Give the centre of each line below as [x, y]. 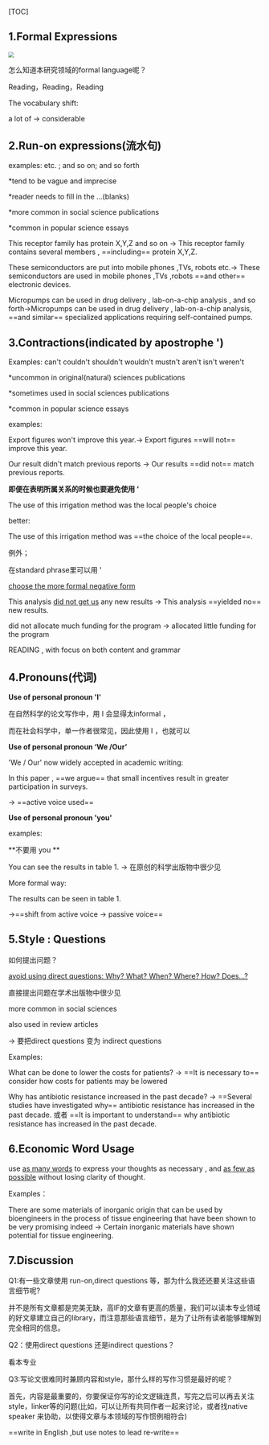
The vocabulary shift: [43, 103]
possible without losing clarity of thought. [77, 1176]
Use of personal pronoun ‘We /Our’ [68, 746]
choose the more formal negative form [72, 586]
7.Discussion [41, 1260]
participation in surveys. [48, 786]
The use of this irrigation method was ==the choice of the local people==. [130, 536]
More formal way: [37, 883]
